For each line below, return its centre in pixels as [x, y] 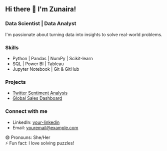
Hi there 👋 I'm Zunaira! [41, 9]
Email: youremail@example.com [45, 127]
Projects [15, 82]
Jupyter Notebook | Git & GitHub [46, 69]
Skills [12, 47]
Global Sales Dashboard [37, 98]
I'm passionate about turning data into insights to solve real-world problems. [84, 34]
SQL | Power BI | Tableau [38, 64]
